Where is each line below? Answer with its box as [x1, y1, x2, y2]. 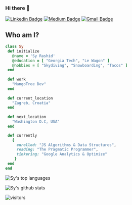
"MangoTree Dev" [12, 82, 47, 87]
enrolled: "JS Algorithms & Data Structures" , [16, 142, 116, 147]
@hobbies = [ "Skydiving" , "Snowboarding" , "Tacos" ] [12, 63, 128, 68]
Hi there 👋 [5, 5, 30, 12]
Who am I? [5, 30, 39, 39]
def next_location [7, 115, 47, 120]
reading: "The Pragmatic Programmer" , [16, 147, 99, 152]
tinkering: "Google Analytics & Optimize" [16, 151, 108, 157]
